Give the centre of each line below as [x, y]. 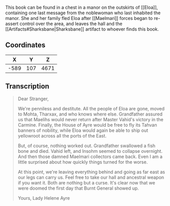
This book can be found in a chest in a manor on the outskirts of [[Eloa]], [82, 7]
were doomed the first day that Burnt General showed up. [78, 188]
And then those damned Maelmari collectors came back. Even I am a [90, 156]
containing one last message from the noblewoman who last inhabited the [83, 13]
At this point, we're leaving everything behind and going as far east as [91, 172]
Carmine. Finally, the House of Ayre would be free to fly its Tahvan [87, 125]
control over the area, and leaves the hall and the [71, 24]
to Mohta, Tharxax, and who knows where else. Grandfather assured [90, 114]
